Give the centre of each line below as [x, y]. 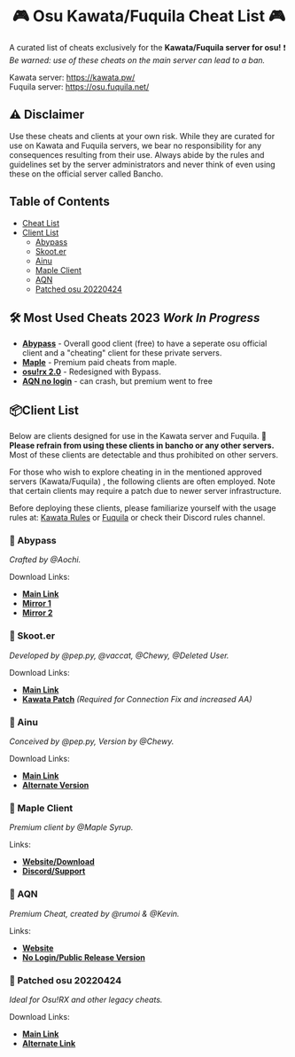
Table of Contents [60, 202]
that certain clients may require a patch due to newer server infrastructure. [145, 491]
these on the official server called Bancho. [86, 174]
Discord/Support [54, 871]
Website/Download [58, 862]
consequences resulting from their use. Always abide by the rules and [137, 154]
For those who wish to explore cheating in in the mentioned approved [136, 472]
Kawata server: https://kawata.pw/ [72, 77]
